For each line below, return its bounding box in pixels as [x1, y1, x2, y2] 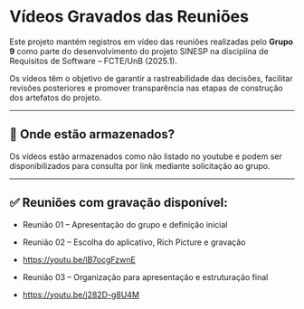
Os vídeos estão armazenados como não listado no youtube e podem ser [9, 151, 282, 162]
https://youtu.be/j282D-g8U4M [22, 289, 140, 300]
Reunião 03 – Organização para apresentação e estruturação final [22, 271, 269, 282]
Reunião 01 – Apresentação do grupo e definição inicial [22, 219, 228, 229]
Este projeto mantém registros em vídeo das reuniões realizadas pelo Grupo [9, 36, 294, 47]
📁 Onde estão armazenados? [9, 126, 176, 142]
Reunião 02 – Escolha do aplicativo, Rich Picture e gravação [22, 237, 246, 248]
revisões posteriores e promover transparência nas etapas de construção [9, 82, 283, 93]
